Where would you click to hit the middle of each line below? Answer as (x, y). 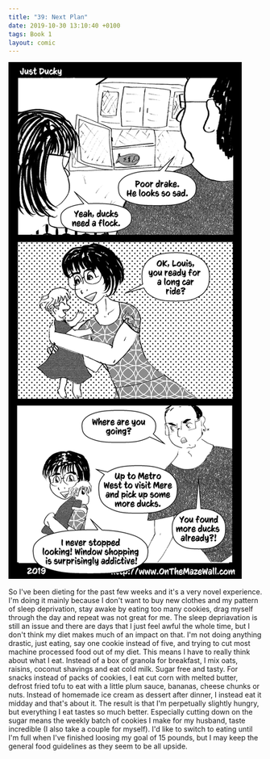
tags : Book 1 (30, 34)
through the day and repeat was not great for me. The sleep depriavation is (133, 618)
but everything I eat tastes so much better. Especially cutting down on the (131, 712)
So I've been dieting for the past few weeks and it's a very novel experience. (135, 592)
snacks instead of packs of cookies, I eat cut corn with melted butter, (123, 677)
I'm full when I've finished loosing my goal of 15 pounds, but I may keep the (133, 738)
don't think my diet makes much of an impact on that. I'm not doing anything (135, 635)
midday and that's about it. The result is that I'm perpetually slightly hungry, (134, 703)
